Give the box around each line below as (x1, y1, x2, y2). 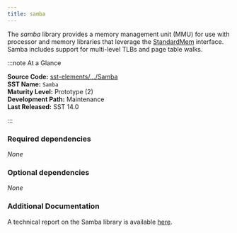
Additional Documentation (7, 201, 100, 211)
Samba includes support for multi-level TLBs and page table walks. (7, 45, 203, 53)
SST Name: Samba (7, 79, 59, 89)
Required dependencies (7, 134, 91, 144)
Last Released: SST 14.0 (7, 102, 79, 110)
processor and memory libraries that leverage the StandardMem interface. (7, 37, 224, 46)
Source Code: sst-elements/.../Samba (7, 72, 118, 81)
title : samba (7, 10, 46, 18)
